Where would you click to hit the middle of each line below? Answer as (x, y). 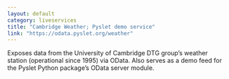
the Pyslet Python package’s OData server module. (81, 68)
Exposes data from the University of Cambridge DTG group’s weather (108, 53)
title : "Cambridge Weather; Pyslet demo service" (81, 27)
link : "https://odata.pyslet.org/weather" (70, 33)
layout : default (31, 14)
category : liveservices (42, 20)
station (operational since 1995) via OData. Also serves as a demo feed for (115, 61)
